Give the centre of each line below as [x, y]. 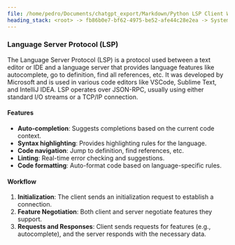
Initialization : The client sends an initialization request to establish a [115, 197]
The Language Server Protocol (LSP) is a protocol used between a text [109, 59]
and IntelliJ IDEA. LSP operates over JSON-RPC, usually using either [106, 89]
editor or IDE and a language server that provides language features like [111, 67]
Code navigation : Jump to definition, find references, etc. [100, 150]
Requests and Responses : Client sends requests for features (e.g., [114, 227]
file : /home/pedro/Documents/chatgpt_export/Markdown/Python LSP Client [115, 14]
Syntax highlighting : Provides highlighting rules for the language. [112, 143]
